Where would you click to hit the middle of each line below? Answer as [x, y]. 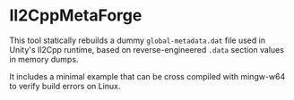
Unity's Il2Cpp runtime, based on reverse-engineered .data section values [147, 49]
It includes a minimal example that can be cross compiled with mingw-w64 [147, 76]
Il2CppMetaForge [76, 16]
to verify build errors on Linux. [65, 86]
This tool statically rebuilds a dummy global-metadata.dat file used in [138, 40]
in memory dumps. [44, 59]
